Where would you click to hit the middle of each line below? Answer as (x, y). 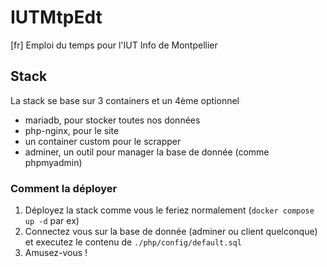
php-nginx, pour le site (72, 130)
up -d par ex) (52, 221)
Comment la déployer (64, 188)
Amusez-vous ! (56, 253)
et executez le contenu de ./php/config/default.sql (133, 242)
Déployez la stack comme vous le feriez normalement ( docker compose (169, 210)
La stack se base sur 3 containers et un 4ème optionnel (125, 100)
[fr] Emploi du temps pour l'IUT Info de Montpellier (114, 45)
